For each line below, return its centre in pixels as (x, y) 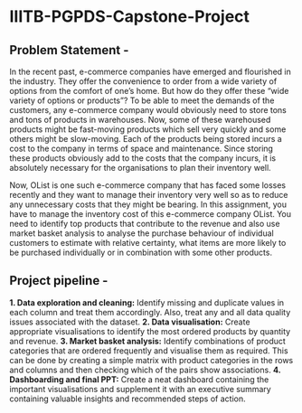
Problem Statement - (69, 50)
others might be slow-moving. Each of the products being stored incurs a (146, 139)
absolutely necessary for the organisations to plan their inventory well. (140, 168)
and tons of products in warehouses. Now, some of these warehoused (140, 120)
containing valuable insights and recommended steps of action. (127, 399)
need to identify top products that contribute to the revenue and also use (145, 224)
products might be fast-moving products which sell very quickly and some (148, 129)
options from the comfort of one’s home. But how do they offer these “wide (149, 91)
